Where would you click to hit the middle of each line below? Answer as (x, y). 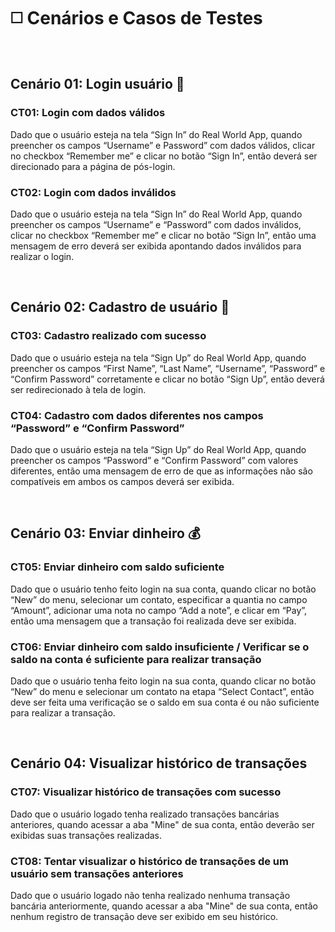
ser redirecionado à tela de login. (78, 389)
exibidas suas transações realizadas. (86, 835)
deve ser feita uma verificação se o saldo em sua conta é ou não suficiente (165, 702)
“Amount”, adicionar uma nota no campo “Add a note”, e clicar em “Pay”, (159, 610)
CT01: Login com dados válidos (88, 113)
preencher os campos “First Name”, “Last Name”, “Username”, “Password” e (168, 368)
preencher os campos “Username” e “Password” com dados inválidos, (156, 224)
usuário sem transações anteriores (97, 873)
